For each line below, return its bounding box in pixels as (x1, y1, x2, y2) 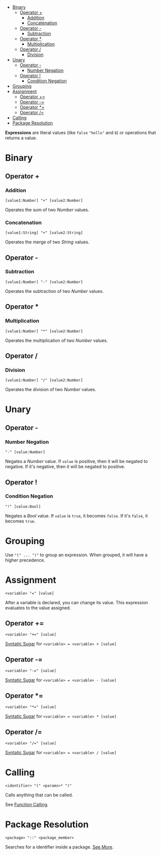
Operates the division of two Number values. (5, 387, 97, 393)
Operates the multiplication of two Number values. (5, 337, 108, 343)
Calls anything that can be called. (5, 792, 73, 798)
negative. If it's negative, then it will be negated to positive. (5, 463, 125, 470)
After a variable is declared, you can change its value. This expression (5, 599, 149, 605)
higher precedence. (5, 557, 46, 563)
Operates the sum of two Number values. (5, 207, 90, 213)
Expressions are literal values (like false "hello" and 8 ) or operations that (5, 130, 156, 135)
